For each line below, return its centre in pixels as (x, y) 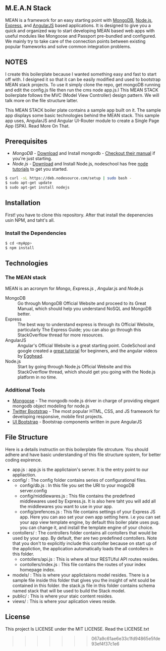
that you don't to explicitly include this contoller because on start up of (84, 543)
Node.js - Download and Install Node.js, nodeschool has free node (80, 164)
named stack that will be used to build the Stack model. (69, 590)
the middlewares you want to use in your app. (66, 506)
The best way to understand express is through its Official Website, (86, 324)
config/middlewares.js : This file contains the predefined (77, 496)
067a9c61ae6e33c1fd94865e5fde (126, 638)
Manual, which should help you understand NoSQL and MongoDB (85, 308)
